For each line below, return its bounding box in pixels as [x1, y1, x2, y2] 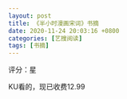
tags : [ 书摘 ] [8, 42, 50, 50]
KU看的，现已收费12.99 [8, 82, 85, 92]
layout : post [8, 11, 52, 20]
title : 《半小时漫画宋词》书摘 [8, 19, 99, 27]
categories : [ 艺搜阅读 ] [8, 34, 82, 43]
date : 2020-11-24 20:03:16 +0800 [8, 27, 120, 35]
